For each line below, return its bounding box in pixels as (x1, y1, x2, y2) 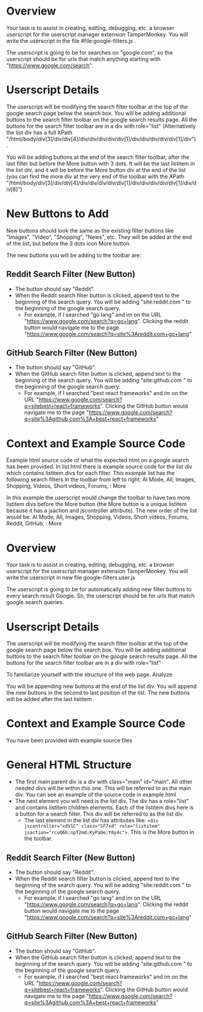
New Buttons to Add (6, 207, 109, 221)
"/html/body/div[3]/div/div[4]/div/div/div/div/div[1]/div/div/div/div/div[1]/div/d (6, 179, 197, 186)
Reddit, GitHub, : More (6, 520, 62, 527)
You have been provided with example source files (6, 737, 133, 744)
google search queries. (6, 599, 64, 606)
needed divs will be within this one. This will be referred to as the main (15, 785, 191, 792)
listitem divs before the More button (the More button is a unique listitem (6, 501, 187, 508)
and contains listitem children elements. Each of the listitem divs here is (15, 804, 194, 811)
